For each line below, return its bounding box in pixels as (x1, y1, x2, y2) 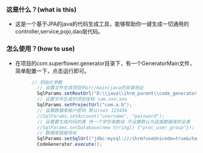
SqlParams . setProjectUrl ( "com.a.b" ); (37, 102, 132, 108)
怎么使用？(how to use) (6, 44, 75, 53)
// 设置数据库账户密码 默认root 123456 (37, 107, 128, 114)
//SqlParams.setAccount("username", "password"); (37, 113, 165, 119)
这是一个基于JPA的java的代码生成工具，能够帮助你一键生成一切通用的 (15, 20, 190, 28)
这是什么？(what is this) (6, 5, 77, 13)
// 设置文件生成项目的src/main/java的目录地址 (37, 85, 144, 91)
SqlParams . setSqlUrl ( (37, 135, 92, 142)
